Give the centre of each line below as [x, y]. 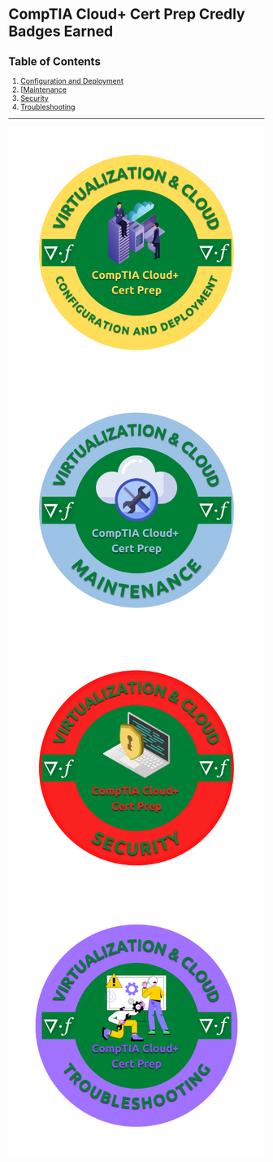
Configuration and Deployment [71, 81]
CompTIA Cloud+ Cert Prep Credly [127, 14]
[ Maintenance [43, 89]
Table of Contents [55, 61]
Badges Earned [61, 31]
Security [34, 98]
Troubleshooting [48, 107]
